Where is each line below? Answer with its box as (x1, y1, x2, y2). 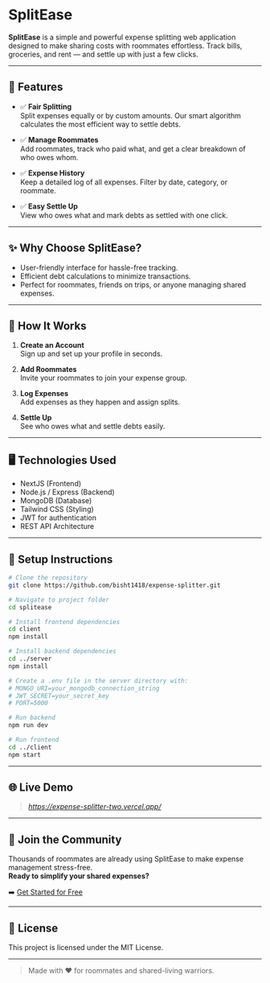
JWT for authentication (19, 513, 96, 522)
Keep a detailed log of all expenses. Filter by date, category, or (19, 177, 227, 187)
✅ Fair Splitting (19, 101, 72, 111)
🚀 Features (8, 81, 63, 94)
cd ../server (8, 655, 52, 663)
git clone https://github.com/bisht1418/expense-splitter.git (8, 581, 221, 589)
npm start (8, 750, 42, 758)
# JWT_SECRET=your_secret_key (8, 692, 110, 700)
